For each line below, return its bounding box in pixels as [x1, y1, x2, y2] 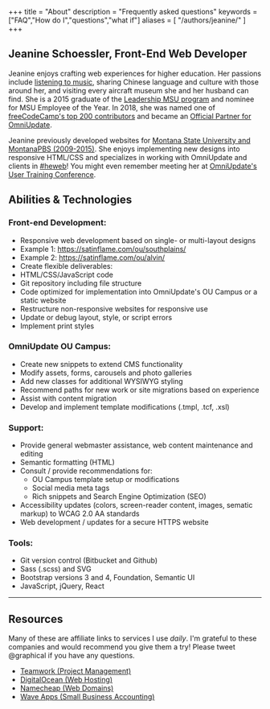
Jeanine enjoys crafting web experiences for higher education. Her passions [8, 68, 262, 78]
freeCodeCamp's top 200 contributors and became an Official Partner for [8, 111, 252, 121]
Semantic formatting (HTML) [19, 458, 115, 468]
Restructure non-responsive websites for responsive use [19, 303, 209, 313]
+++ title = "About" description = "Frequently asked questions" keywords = [8, 7, 258, 16]
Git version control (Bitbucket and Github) [19, 555, 158, 566]
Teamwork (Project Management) [19, 666, 132, 676]
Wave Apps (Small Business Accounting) [19, 692, 155, 702]
